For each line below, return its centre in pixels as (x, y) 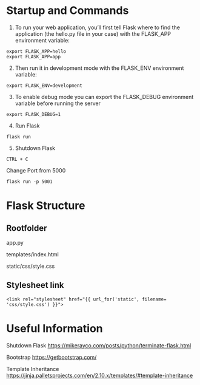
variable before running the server (58, 103)
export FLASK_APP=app (34, 56)
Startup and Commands (68, 11)
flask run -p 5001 (29, 182)
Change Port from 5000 (36, 170)
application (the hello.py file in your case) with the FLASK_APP (93, 33)
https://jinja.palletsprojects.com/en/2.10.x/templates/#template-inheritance (100, 375)
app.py (15, 242)
